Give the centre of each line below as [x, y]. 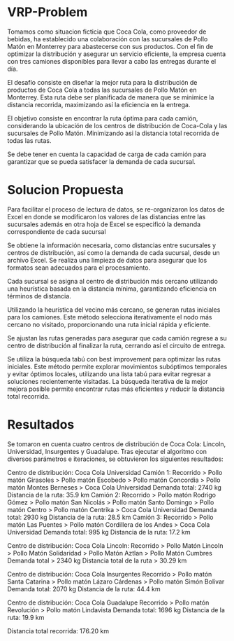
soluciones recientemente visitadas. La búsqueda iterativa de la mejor [108, 381]
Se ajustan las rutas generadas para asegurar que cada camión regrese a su [117, 338]
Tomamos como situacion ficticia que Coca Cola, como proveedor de [107, 32]
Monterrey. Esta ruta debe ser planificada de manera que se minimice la [111, 97]
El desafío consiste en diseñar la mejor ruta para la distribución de [102, 82]
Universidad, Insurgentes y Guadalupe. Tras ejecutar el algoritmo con [107, 451]
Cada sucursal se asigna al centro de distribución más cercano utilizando [112, 281]
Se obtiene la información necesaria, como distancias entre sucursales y [112, 245]
